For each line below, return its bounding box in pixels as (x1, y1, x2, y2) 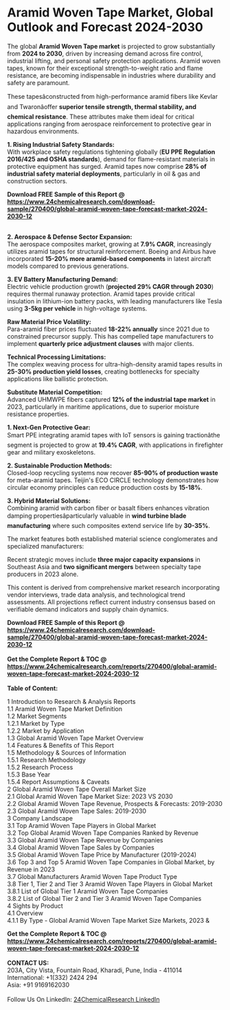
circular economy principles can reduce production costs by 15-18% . (7, 483, 203, 492)
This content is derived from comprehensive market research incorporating (7, 583, 220, 591)
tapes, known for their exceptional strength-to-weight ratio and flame (7, 64, 203, 72)
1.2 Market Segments (7, 712, 67, 720)
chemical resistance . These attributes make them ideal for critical (7, 112, 194, 121)
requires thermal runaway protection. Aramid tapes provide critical (7, 290, 196, 298)
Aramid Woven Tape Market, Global (7, 5, 214, 21)
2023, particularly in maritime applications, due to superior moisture (7, 402, 200, 411)
